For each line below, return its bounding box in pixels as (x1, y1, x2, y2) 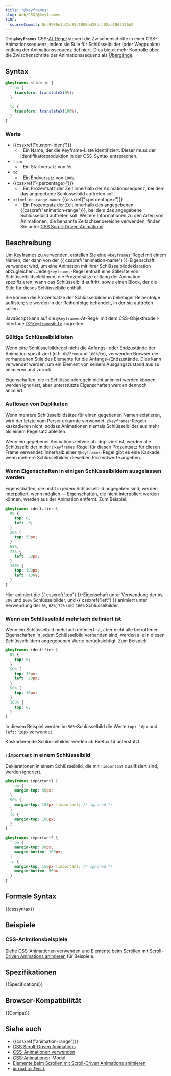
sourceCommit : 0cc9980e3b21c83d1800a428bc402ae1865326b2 (10, 21, 134, 27)
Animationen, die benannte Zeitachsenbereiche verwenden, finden (20, 218, 161, 224)
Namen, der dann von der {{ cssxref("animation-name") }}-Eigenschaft (5, 257, 155, 263)
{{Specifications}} (5, 981, 43, 987)
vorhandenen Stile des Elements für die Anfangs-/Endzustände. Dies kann (5, 356, 162, 362)
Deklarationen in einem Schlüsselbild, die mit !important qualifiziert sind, (5, 763, 159, 769)
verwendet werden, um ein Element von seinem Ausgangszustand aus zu (5, 361, 160, 367)
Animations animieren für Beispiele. (20, 953, 95, 959)
